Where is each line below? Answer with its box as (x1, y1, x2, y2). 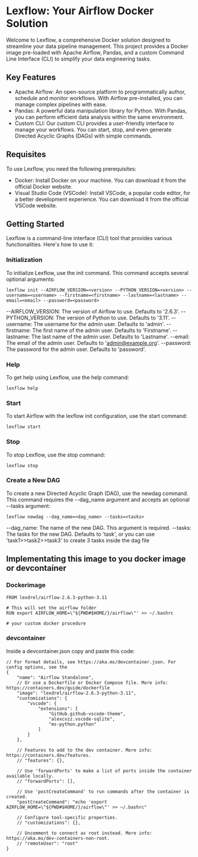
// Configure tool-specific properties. (17, 814, 118, 820)
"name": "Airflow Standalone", (17, 674, 94, 680)
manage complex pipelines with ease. (14, 101, 107, 108)
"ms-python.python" (48, 721, 97, 727)
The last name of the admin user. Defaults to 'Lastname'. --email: (31, 333, 190, 340)
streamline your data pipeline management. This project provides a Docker (6, 43, 189, 50)
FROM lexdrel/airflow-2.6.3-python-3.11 (6, 594, 108, 600)
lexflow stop (6, 462, 39, 469)
